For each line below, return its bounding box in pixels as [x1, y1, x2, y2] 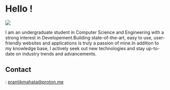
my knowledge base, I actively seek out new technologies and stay [5, 45, 145, 51]
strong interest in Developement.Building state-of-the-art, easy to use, [5, 34, 153, 40]
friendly [5, 40, 22, 46]
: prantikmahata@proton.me [5, 79, 64, 85]
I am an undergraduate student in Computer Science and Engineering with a [5, 29, 164, 35]
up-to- [146, 45, 160, 51]
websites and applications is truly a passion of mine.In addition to [22, 40, 159, 46]
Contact [5, 65, 31, 74]
